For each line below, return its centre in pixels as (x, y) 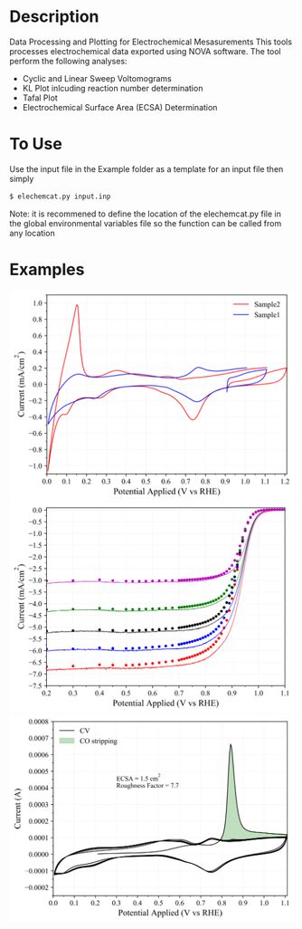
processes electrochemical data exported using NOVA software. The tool (146, 51)
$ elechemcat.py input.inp (60, 196)
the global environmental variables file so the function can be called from (146, 223)
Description (54, 17)
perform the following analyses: (69, 61)
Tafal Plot (40, 98)
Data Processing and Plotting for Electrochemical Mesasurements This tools (151, 42)
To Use (36, 144)
